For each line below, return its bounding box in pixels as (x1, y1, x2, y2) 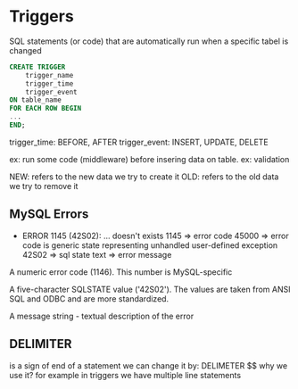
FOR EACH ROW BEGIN (9, 104, 82, 113)
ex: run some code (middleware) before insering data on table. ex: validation (9, 153, 290, 164)
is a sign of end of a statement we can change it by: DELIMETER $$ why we (9, 360, 288, 371)
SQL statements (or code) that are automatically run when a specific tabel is (9, 36, 289, 46)
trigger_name (25, 70, 74, 79)
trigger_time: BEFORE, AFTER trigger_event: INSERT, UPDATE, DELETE (9, 137, 269, 147)
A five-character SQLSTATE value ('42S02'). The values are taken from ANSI (9, 284, 291, 294)
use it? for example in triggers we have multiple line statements (9, 369, 242, 380)
